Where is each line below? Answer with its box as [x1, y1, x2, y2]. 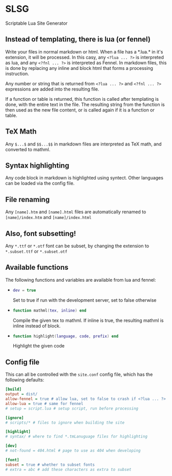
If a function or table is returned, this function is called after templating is [5, 96, 159, 102]
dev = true [12, 287, 36, 293]
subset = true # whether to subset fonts [5, 462, 95, 467]
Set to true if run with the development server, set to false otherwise [12, 297, 157, 303]
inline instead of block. [12, 322, 61, 329]
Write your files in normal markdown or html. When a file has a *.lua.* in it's [5, 48, 163, 54]
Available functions [5, 263, 69, 272]
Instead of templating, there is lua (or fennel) [5, 35, 151, 44]
